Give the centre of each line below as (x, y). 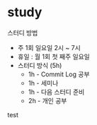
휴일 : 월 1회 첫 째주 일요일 (53, 56)
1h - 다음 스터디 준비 (56, 92)
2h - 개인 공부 (47, 100)
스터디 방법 (23, 32)
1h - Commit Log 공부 (59, 74)
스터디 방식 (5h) (40, 65)
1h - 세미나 (43, 83)
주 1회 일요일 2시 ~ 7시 (49, 47)
